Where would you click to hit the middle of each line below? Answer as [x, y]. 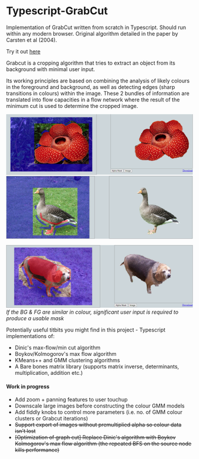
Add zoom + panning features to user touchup [71, 400]
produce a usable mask [35, 318]
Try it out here [23, 51]
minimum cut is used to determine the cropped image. [72, 106]
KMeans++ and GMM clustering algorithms [67, 360]
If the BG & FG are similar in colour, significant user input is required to [92, 312]
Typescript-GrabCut [57, 11]
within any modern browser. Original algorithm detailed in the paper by [92, 33]
